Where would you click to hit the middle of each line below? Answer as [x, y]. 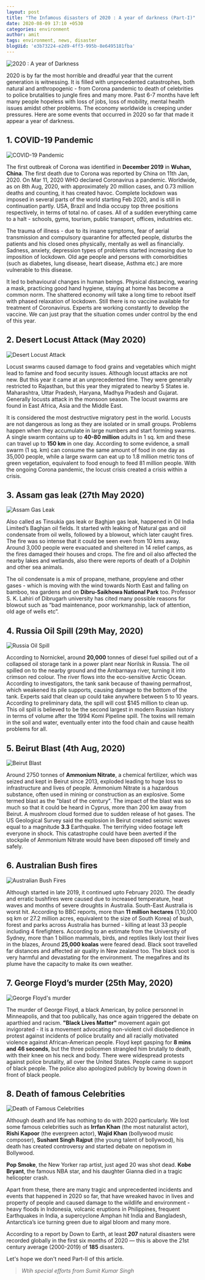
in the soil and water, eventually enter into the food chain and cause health [100, 722]
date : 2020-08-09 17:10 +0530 [45, 23]
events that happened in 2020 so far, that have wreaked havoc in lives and [100, 1196]
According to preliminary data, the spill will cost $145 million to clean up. [97, 703]
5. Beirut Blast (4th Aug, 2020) [66, 748]
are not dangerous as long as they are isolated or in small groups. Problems [102, 424]
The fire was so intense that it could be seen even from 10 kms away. [93, 541]
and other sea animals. [35, 567]
